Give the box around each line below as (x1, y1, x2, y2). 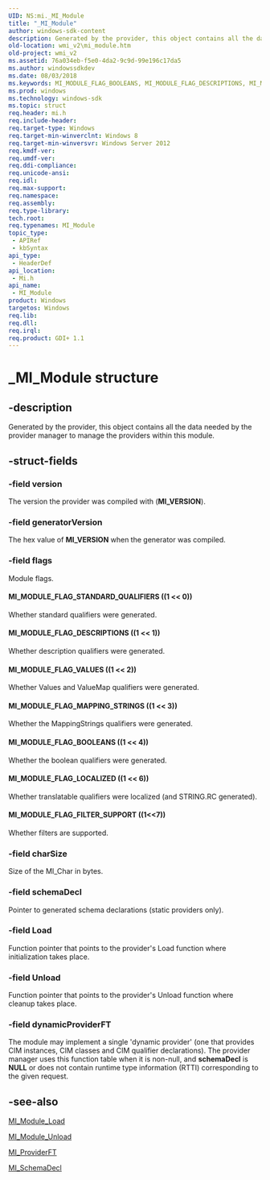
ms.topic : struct (8, 102, 67, 110)
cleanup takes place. (8, 999, 77, 1008)
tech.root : (8, 214, 45, 222)
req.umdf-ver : (8, 154, 56, 162)
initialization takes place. (8, 952, 90, 962)
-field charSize (8, 848, 67, 859)
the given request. (8, 1071, 69, 1081)
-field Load (8, 924, 52, 936)
